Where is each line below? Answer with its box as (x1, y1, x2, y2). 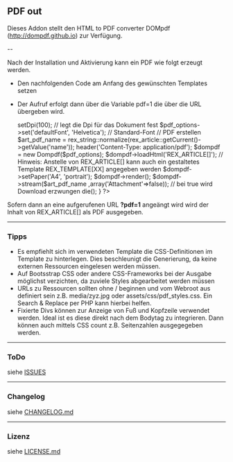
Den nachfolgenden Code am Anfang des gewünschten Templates (17, 79, 208, 87)
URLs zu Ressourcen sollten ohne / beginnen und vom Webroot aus (17, 284, 211, 293)
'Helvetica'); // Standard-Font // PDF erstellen (71, 128, 201, 136)
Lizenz (7, 431, 31, 441)
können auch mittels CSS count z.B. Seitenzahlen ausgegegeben (17, 321, 203, 330)
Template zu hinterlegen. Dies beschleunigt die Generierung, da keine (17, 255, 217, 263)
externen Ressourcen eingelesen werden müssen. (17, 262, 161, 271)
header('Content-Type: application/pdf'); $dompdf (76, 142, 221, 151)
